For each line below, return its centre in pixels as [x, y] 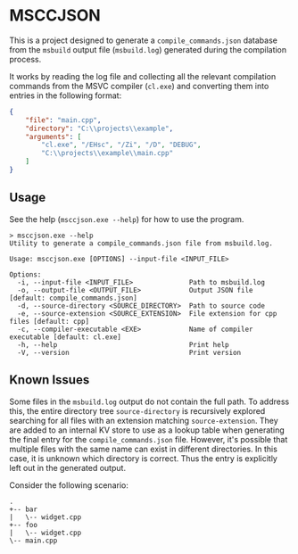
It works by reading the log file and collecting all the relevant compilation [143, 76]
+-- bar [24, 509]
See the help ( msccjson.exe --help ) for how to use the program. [127, 219]
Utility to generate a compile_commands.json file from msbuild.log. [141, 243]
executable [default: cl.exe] [66, 337]
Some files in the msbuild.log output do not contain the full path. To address [149, 401]
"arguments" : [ [54, 136]
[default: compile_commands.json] [74, 298]
